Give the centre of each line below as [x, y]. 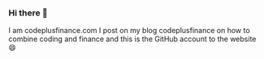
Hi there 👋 [28, 13]
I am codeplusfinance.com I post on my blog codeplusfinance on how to [129, 31]
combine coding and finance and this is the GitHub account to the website [132, 39]
